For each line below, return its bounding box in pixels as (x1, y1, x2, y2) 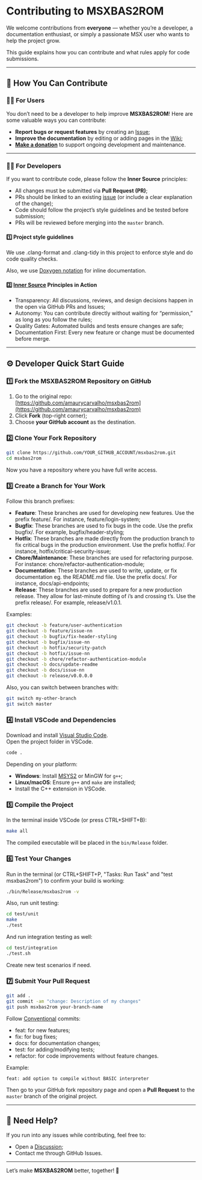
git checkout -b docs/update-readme (6, 661, 98, 667)
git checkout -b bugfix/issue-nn (6, 639, 90, 645)
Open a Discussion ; (14, 1143, 64, 1150)
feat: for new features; (14, 1026, 70, 1033)
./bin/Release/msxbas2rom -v (6, 888, 79, 895)
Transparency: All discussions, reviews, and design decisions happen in (14, 297, 194, 304)
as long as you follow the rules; (14, 316, 93, 323)
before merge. (14, 335, 51, 342)
